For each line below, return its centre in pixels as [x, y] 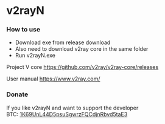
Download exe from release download [63, 42]
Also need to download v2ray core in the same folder [82, 49]
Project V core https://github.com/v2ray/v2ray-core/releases [82, 67]
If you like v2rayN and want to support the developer [72, 108]
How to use [23, 30]
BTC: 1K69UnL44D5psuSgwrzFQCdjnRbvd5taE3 [67, 114]
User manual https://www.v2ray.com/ [53, 79]
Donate [17, 94]
